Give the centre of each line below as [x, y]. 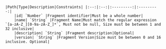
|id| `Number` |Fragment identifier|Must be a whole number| [79, 16]
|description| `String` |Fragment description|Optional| [74, 33]
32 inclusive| [20, 29]
